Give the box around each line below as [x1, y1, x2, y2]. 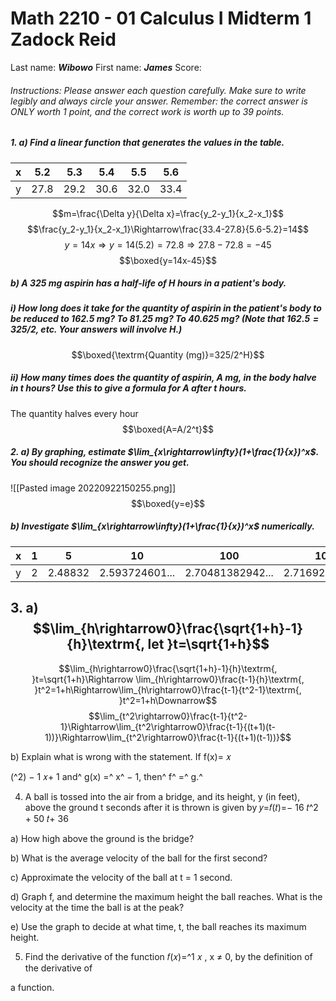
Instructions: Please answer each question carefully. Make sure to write [10, 84, 307, 96]
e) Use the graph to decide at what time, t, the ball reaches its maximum [10, 920, 307, 932]
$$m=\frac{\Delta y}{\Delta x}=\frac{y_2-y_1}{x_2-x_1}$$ [52, 207, 284, 219]
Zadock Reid [10, 28, 117, 51]
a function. [10, 981, 55, 993]
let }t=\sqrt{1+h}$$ [147, 636, 270, 653]
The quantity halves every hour [10, 407, 139, 419]
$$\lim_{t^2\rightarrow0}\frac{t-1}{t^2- [88, 710, 248, 722]
